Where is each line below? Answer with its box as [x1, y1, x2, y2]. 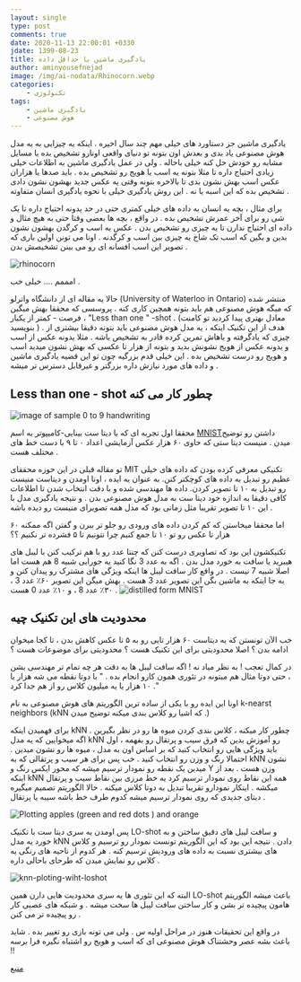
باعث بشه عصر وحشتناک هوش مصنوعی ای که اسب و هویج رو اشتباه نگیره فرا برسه [10, 935, 290, 946]
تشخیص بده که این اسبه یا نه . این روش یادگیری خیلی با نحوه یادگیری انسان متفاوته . [10, 186, 289, 197]
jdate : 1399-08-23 [10, 47, 79, 56]
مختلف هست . [10, 446, 59, 457]
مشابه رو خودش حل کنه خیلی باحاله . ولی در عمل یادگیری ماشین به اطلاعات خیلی [10, 157, 283, 168]
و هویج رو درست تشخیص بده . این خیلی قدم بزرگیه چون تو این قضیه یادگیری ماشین [10, 351, 288, 362]
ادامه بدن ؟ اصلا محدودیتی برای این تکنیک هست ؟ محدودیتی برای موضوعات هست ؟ [10, 644, 289, 654]
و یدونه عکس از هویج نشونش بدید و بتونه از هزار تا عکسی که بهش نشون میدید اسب [10, 341, 289, 352]
